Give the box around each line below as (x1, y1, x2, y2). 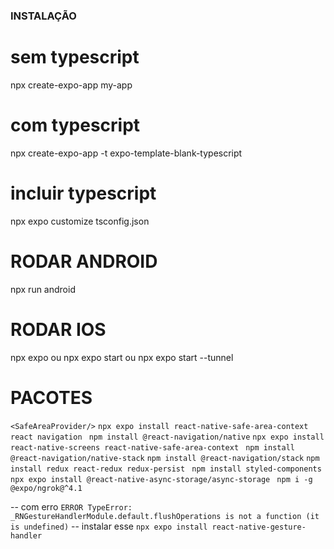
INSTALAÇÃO (10, 9, 77, 23)
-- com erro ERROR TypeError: (10, 500, 133, 513)
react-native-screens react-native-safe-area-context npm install (10, 442, 295, 453)
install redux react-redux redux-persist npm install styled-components (10, 464, 322, 474)
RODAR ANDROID (10, 250, 158, 273)
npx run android (10, 283, 76, 295)
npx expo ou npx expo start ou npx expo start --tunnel (10, 351, 234, 363)
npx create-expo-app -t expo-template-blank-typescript (10, 147, 243, 159)
